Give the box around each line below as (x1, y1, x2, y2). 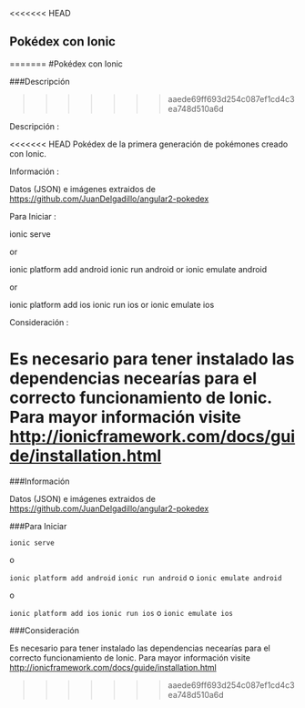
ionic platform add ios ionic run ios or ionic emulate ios (9, 299, 215, 310)
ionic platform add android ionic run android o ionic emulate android (9, 571, 282, 582)
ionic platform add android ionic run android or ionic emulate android (9, 263, 268, 274)
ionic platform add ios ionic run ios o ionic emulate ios (9, 607, 234, 618)
